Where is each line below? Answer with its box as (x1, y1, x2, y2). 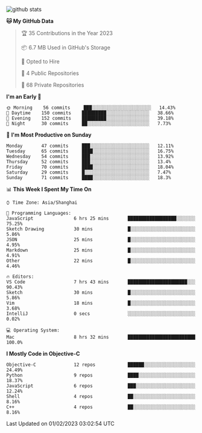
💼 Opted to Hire (21, 58, 60, 65)
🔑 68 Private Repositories (21, 82, 84, 88)
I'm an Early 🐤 (6, 93, 42, 100)
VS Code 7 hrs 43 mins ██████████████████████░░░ (6, 279, 196, 285)
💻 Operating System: (6, 327, 60, 333)
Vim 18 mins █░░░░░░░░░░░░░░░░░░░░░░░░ (6, 300, 196, 306)
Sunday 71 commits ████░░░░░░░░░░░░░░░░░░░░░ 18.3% (6, 175, 171, 181)
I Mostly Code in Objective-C (6, 350, 80, 357)
